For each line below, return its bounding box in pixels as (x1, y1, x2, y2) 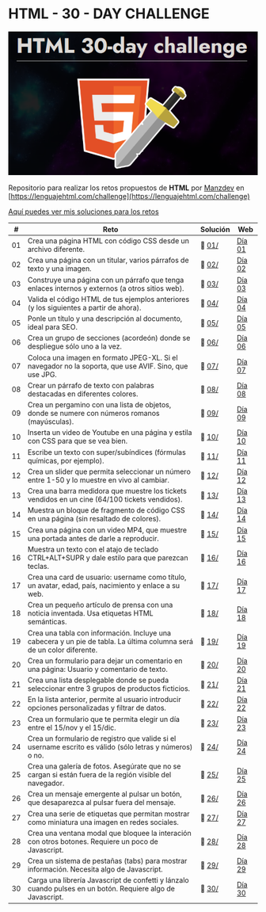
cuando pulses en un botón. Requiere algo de (27, 884, 176, 894)
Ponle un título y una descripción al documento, (27, 314, 183, 323)
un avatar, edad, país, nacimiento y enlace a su (27, 581, 180, 590)
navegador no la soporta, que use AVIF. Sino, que (27, 361, 188, 371)
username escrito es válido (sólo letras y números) (27, 742, 193, 751)
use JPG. (27, 369, 57, 379)
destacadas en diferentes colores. (27, 389, 139, 399)
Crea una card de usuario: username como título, (27, 572, 187, 582)
